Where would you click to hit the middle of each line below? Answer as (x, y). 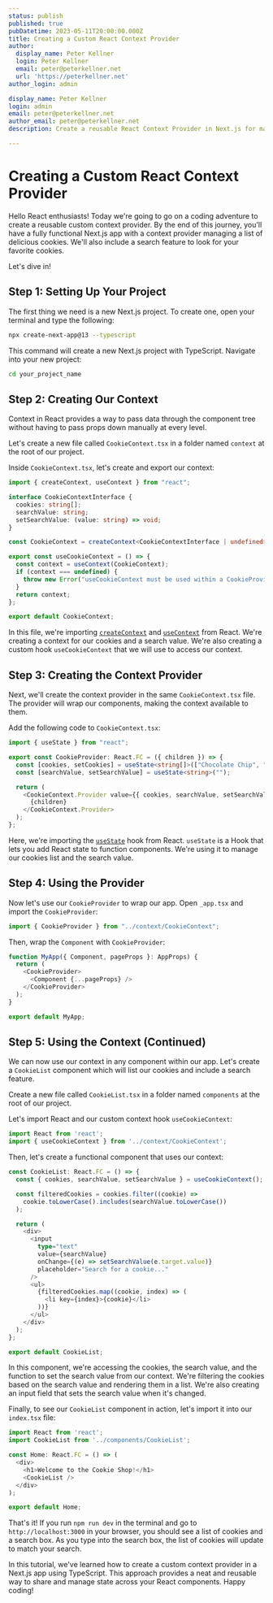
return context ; (43, 594)
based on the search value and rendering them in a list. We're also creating (134, 1385)
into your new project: (45, 359)
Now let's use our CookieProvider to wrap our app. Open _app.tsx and (126, 902)
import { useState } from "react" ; (69, 743)
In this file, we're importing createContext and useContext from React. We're (135, 632)
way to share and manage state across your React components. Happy (127, 1582)
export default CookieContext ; (61, 617)
